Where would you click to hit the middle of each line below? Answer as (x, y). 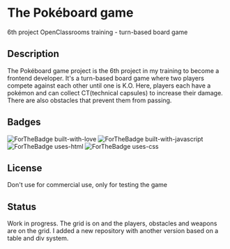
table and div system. (38, 239)
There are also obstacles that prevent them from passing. (90, 100)
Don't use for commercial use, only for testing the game (87, 185)
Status (22, 207)
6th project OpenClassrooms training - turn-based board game (98, 32)
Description (33, 54)
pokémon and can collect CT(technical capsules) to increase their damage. (115, 93)
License (25, 168)
